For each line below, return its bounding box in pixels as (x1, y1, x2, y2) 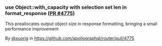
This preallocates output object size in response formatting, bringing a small (5, 21, 158, 27)
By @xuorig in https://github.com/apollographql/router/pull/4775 (5, 35, 135, 41)
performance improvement (5, 26, 59, 32)
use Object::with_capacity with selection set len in (5, 4, 127, 11)
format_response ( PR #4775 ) (5, 10, 75, 16)
